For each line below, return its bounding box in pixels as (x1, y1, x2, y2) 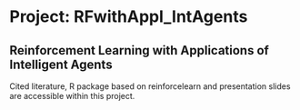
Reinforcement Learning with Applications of (9, 43, 270, 58)
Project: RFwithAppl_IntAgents (9, 6, 248, 27)
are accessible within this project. (9, 91, 135, 101)
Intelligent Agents (9, 56, 113, 72)
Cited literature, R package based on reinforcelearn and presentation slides (9, 81, 291, 92)
